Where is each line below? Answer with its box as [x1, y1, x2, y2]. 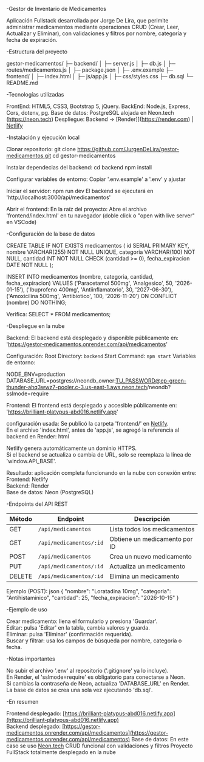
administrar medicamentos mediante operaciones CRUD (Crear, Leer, [6, 24, 180, 30]
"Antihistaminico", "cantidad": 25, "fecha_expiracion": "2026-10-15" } [6, 594, 179, 601]
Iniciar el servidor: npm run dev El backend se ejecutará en [6, 188, 154, 194]
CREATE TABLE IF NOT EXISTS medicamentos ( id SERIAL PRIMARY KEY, [6, 242, 189, 249]
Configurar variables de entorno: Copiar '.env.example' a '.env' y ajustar [6, 175, 186, 183]
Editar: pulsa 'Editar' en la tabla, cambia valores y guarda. [6, 624, 150, 631]
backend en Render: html [6, 433, 69, 440]
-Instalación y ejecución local [6, 134, 80, 141]
